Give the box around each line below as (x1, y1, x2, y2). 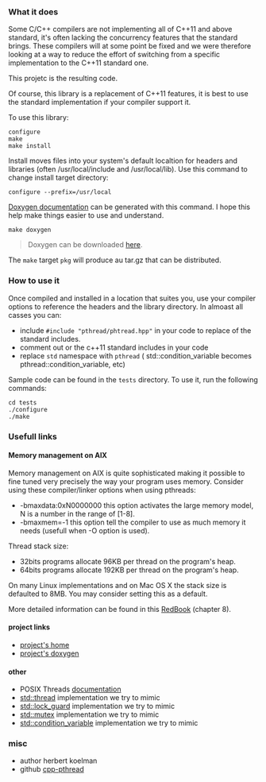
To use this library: (8, 113, 69, 122)
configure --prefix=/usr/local (8, 188, 112, 196)
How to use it (8, 275, 60, 286)
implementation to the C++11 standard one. (8, 58, 149, 68)
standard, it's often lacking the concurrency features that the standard (8, 33, 238, 42)
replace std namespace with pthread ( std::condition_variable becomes (19, 350, 253, 360)
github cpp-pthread (19, 765, 85, 774)
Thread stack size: (8, 541, 69, 551)
